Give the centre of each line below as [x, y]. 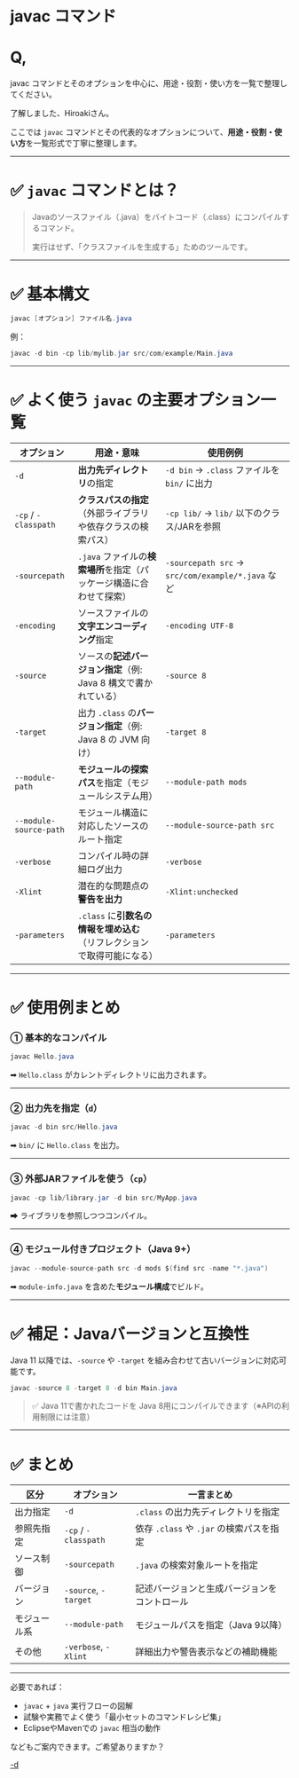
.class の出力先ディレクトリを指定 [208, 1512]
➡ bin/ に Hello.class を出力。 [67, 1145]
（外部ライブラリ [114, 513]
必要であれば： [37, 1687]
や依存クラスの [109, 526]
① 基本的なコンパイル [59, 1037]
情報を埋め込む [109, 929]
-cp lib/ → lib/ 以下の [213, 513]
